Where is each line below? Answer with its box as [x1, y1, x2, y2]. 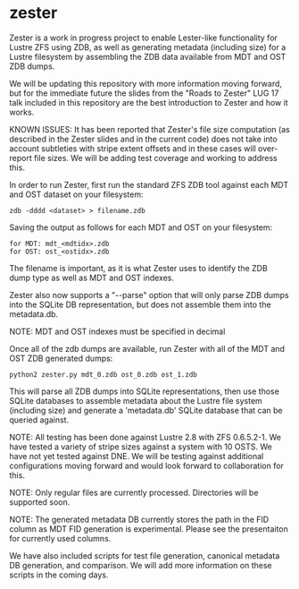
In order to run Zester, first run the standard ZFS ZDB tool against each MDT [9, 179, 289, 190]
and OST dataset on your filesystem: [9, 189, 145, 200]
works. [9, 107, 35, 117]
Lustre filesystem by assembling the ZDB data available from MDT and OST [9, 51, 287, 62]
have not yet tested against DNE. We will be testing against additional [9, 450, 264, 461]
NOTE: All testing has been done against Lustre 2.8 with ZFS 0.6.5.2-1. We [9, 431, 282, 442]
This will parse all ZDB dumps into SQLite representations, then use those [9, 386, 279, 397]
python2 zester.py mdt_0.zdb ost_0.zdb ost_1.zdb [9, 370, 198, 379]
